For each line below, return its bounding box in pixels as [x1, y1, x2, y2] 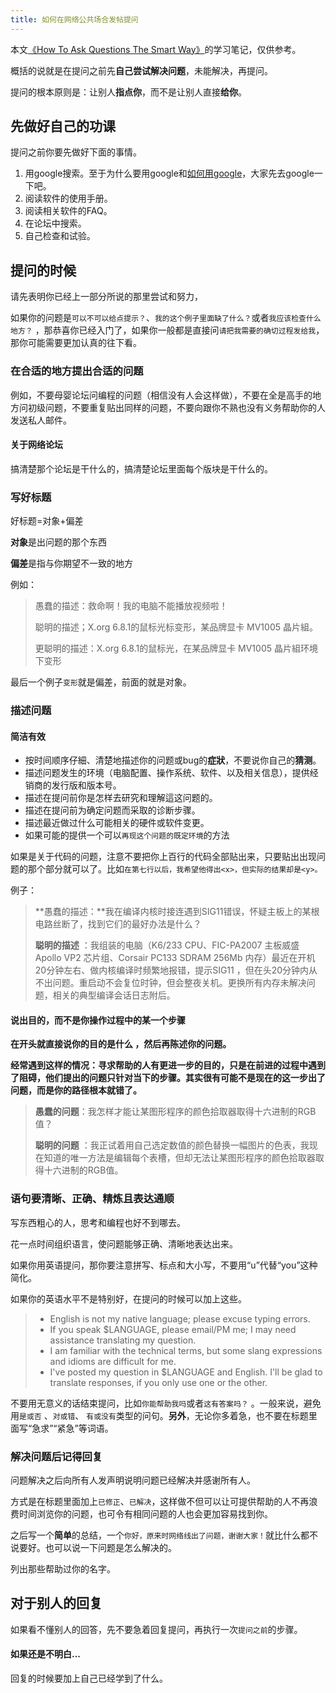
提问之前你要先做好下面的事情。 [10, 146, 142, 158]
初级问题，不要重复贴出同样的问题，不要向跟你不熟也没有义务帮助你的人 [27, 401, 326, 413]
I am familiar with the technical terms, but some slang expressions [49, 1344, 323, 1356]
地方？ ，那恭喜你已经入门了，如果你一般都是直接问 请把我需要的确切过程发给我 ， [10, 324, 325, 336]
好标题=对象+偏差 [10, 515, 84, 527]
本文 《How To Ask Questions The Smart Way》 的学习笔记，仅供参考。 [10, 43, 302, 55]
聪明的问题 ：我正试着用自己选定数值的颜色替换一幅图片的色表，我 [34, 1139, 310, 1151]
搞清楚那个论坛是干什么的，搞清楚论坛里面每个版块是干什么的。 [10, 462, 273, 475]
